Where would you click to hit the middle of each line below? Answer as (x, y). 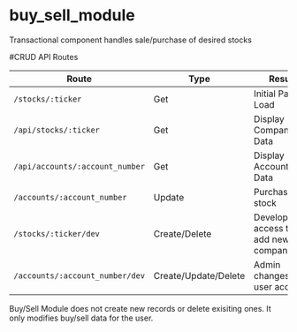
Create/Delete (183, 233)
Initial (265, 94)
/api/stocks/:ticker (57, 130)
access (269, 228)
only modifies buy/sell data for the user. (81, 318)
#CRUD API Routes (44, 57)
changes (271, 275)
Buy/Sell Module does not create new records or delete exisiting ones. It (140, 308)
